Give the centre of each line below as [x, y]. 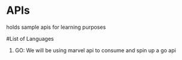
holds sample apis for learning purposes [56, 27]
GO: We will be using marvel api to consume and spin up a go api [95, 50]
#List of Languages [30, 38]
